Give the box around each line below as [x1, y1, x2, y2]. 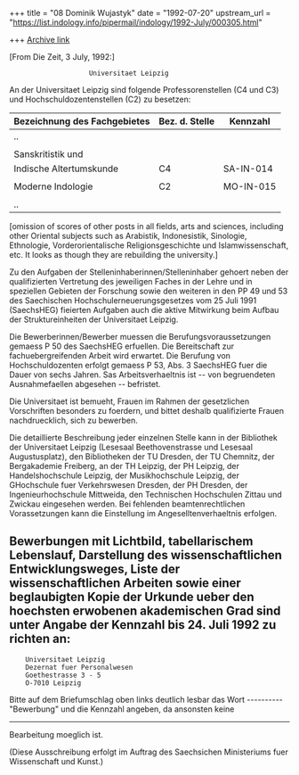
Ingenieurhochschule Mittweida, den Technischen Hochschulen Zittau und [9, 490, 282, 499]
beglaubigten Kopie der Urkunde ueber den [9, 589, 255, 605]
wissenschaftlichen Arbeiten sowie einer [9, 575, 242, 591]
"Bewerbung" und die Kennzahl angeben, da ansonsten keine [9, 704, 235, 714]
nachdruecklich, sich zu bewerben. [9, 415, 138, 425]
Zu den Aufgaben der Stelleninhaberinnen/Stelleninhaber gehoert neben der [9, 267, 289, 277]
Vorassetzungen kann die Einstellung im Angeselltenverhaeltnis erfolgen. [9, 508, 278, 518]
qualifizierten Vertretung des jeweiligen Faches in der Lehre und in [9, 276, 253, 286]
